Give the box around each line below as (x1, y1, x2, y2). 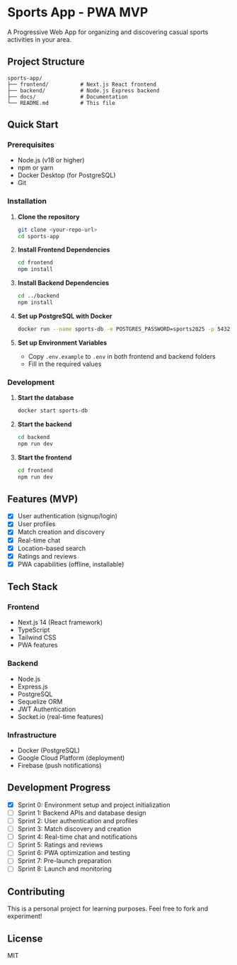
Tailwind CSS (17, 633, 57, 642)
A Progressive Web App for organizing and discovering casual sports (7, 28, 209, 36)
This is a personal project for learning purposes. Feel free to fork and (7, 905, 209, 913)
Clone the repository (17, 212, 80, 221)
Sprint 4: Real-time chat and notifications (17, 832, 138, 841)
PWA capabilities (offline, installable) (17, 559, 125, 568)
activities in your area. (7, 35, 72, 43)
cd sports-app (17, 233, 59, 240)
